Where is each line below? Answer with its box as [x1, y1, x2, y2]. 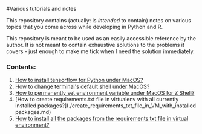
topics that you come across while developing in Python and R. [6, 24, 163, 30]
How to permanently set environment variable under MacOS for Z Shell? [15, 89, 195, 97]
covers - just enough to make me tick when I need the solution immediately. [6, 48, 195, 55]
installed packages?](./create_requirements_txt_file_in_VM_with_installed [15, 102, 197, 109]
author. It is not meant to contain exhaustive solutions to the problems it [6, 42, 184, 48]
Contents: [6, 63, 36, 71]
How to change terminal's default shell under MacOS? [15, 83, 150, 90]
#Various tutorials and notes [6, 5, 77, 12]
